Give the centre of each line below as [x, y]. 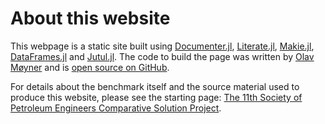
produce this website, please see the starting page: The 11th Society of [156, 97]
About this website [90, 18]
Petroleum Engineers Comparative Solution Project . [116, 108]
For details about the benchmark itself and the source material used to [155, 86]
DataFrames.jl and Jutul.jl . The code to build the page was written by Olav [162, 56]
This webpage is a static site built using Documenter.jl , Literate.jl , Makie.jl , [162, 46]
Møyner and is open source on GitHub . [90, 67]
